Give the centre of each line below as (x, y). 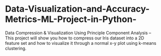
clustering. (16, 48)
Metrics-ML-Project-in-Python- (71, 19)
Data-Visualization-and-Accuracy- (78, 9)
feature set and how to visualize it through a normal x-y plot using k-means (81, 43)
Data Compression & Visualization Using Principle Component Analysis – (78, 33)
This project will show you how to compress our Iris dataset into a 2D (75, 38)
